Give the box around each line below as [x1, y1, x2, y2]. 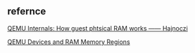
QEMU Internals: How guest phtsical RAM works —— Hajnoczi [7, 24, 188, 32]
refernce [7, 6, 46, 17]
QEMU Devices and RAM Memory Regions [7, 38, 130, 46]
